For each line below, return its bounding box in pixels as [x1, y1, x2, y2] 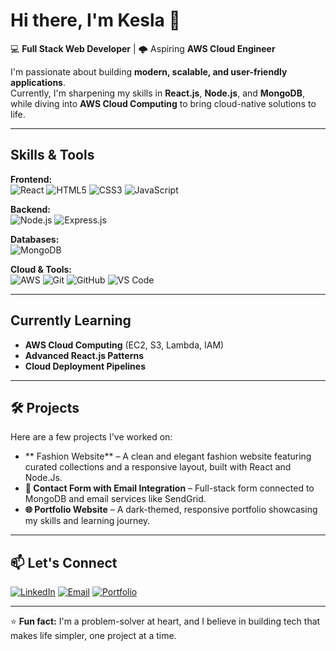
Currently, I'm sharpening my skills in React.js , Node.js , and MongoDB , [10, 87, 305, 99]
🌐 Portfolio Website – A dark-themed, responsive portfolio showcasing [24, 504, 318, 516]
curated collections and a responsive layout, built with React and [24, 461, 292, 473]
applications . [10, 76, 66, 88]
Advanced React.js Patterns [24, 349, 145, 361]
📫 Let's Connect [10, 554, 118, 571]
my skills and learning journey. [24, 515, 151, 527]
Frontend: [10, 173, 53, 185]
